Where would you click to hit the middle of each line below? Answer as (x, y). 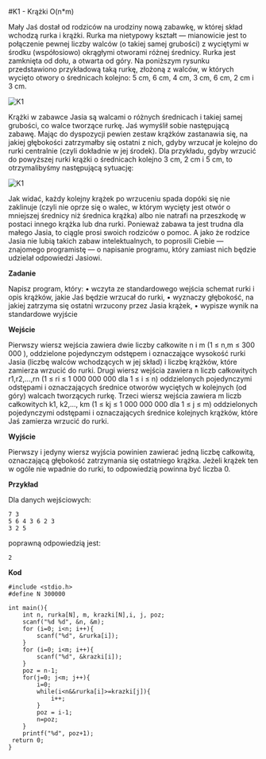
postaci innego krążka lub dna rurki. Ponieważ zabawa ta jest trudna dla (126, 224)
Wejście (22, 329)
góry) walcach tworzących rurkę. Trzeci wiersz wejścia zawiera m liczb (125, 396)
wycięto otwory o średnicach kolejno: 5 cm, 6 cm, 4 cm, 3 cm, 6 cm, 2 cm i (131, 78)
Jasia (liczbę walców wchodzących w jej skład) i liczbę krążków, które (123, 362)
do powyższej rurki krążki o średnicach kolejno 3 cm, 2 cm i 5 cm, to (120, 159)
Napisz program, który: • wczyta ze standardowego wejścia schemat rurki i (131, 289)
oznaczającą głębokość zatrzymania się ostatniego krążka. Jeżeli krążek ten (133, 460)
